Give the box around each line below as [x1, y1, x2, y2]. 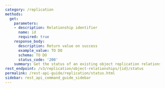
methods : [5, 12, 23, 17]
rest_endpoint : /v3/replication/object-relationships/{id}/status [5, 66, 144, 71]
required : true [18, 35, 50, 40]
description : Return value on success [18, 44, 98, 48]
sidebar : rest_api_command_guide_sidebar [5, 75, 91, 80]
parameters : [14, 21, 38, 26]
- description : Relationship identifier [14, 25, 98, 30]
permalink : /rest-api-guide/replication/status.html [5, 71, 115, 76]
